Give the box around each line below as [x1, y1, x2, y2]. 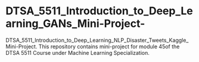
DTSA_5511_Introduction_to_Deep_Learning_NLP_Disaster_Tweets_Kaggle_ [5, 36, 189, 44]
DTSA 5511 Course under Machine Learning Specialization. [5, 49, 150, 56]
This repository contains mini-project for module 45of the [38, 43, 180, 50]
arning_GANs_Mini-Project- [5, 17, 145, 30]
